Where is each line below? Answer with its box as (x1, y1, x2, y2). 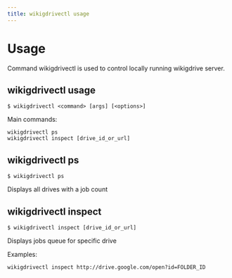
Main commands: (7, 115, 58, 124)
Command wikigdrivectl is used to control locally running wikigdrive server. (7, 64, 225, 72)
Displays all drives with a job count (7, 185, 108, 194)
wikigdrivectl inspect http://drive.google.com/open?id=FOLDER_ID (7, 264, 206, 271)
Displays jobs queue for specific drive (7, 236, 117, 245)
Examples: (7, 251, 37, 258)
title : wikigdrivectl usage (7, 10, 90, 18)
